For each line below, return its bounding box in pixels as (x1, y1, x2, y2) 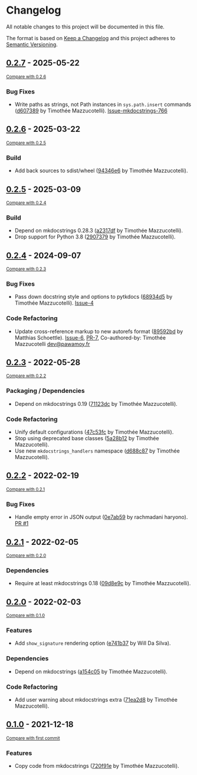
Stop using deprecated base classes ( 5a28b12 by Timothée (14, 435, 159, 442)
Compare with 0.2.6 (6, 73, 46, 80)
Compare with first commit (6, 735, 60, 741)
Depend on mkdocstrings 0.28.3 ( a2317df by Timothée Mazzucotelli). (14, 227, 183, 234)
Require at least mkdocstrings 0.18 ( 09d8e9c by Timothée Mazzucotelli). (14, 580, 191, 587)
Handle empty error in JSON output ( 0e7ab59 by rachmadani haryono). (14, 514, 188, 521)
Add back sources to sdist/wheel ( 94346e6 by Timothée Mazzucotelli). (14, 167, 188, 175)
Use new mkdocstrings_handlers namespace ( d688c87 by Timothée (14, 447, 180, 454)
